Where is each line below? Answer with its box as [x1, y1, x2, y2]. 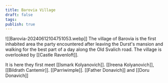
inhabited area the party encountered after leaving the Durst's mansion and [5, 41, 163, 47]
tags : [5, 17, 17, 22]
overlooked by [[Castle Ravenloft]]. [5, 52, 79, 58]
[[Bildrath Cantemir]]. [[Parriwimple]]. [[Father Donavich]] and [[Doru [5, 67, 150, 73]
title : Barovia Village [5, 7, 56, 13]
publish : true [5, 21, 36, 27]
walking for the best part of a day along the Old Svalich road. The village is [5, 46, 162, 52]
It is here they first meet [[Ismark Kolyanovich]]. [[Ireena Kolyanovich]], [5, 62, 154, 68]
